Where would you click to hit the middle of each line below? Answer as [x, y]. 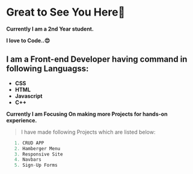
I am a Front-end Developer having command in [97, 59]
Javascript [29, 96]
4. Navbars [28, 160]
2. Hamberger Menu [37, 148]
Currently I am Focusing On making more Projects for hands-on [87, 114]
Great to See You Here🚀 [66, 12]
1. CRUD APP [29, 143]
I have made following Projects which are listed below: [88, 132]
